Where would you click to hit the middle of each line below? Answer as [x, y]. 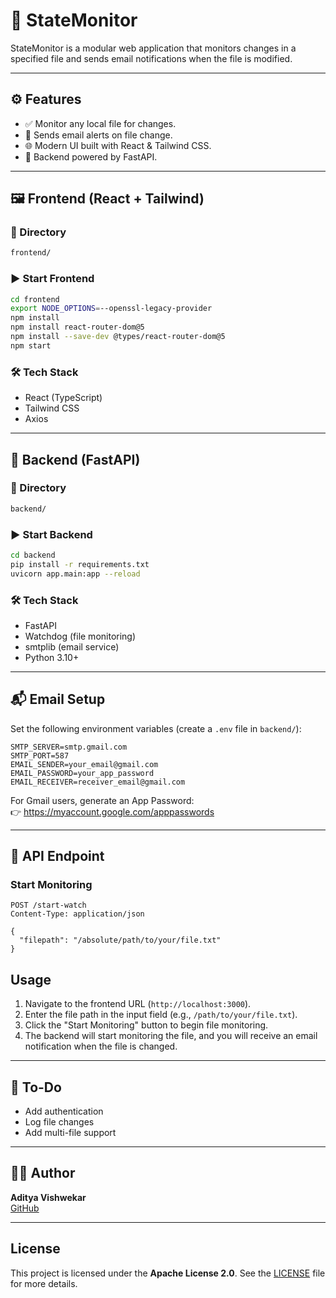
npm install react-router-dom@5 [77, 327]
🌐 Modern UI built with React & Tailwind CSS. [118, 145]
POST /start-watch [48, 905]
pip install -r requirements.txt [80, 564]
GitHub [25, 1208]
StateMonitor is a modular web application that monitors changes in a [153, 48]
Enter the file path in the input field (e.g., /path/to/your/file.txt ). [161, 1015]
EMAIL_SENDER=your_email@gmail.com [84, 764]
